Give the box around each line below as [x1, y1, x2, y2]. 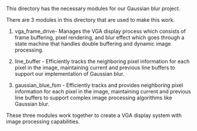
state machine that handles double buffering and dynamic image [14, 41, 171, 47]
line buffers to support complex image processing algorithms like [14, 94, 172, 101]
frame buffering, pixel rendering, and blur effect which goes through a [14, 34, 185, 41]
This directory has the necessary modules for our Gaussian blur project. [6, 5, 181, 12]
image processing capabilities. [6, 118, 81, 125]
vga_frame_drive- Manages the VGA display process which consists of [14, 28, 186, 35]
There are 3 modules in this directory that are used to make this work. [6, 16, 175, 23]
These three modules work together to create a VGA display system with [6, 112, 182, 119]
